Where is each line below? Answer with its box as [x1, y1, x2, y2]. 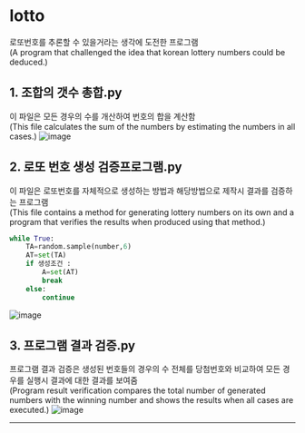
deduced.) [9, 56, 48, 67]
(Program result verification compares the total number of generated [9, 385, 266, 396]
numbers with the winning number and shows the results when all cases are [9, 395, 294, 406]
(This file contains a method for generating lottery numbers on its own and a [9, 206, 295, 218]
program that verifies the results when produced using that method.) [9, 216, 266, 227]
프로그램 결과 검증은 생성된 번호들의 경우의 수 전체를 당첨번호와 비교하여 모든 [9, 364, 281, 375]
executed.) [9, 405, 50, 416]
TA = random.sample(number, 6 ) [25, 242, 132, 251]
